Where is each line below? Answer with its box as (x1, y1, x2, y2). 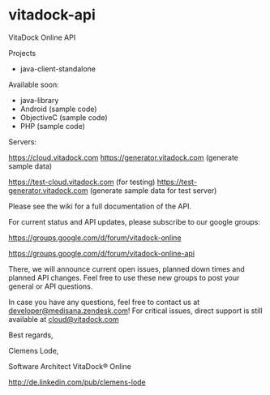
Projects (8, 48, 36, 58)
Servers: (8, 136, 37, 147)
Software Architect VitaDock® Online (8, 361, 131, 371)
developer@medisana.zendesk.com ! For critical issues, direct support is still (8, 306, 263, 316)
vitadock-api (8, 6, 96, 24)
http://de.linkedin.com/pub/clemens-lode (8, 377, 146, 387)
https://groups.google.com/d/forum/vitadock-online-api (8, 248, 195, 258)
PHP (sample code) (19, 121, 85, 131)
